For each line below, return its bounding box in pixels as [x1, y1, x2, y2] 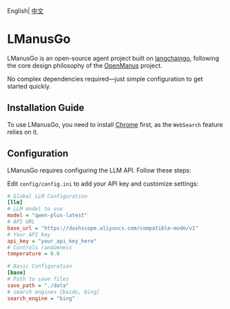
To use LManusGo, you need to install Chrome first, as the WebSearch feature [7, 120, 224, 128]
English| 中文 [7, 7, 44, 14]
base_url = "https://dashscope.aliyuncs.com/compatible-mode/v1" [7, 224, 198, 232]
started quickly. [7, 82, 52, 90]
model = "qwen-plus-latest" [7, 212, 88, 219]
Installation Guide [7, 102, 85, 114]
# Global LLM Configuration [7, 192, 88, 199]
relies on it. [7, 128, 39, 136]
